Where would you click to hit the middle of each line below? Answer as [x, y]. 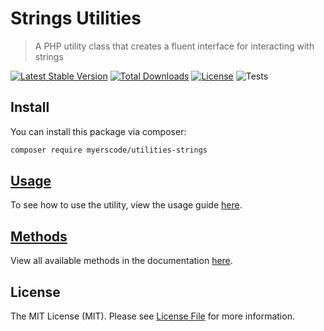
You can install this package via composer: [98, 131]
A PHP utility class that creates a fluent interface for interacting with [174, 46]
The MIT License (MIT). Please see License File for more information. [152, 316]
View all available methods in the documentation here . [121, 261]
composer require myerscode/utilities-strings [109, 150]
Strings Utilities [76, 18]
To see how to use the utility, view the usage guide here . [126, 205]
